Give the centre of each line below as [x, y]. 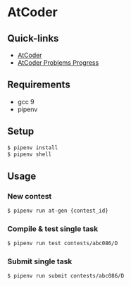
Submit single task [40, 261]
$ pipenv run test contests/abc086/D [63, 244]
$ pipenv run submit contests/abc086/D [66, 276]
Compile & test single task [53, 228]
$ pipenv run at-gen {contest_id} [58, 211]
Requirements [39, 85]
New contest [30, 196]
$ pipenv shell [30, 154]
